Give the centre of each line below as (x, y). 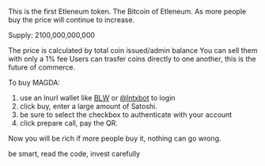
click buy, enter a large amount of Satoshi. (89, 106)
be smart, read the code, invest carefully (74, 154)
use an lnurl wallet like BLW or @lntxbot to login (97, 98)
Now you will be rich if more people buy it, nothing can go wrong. (115, 138)
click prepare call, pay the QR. (69, 123)
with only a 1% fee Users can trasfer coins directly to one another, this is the (132, 59)
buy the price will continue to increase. (72, 20)
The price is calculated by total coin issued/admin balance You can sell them (133, 50)
